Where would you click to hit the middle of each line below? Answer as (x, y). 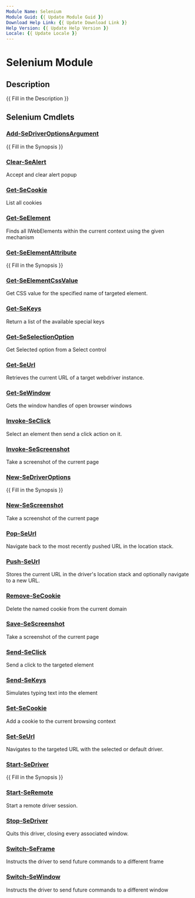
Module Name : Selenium (34, 11)
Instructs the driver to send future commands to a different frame (85, 861)
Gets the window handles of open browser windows (69, 406)
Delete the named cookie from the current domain (67, 609)
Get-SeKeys (24, 309)
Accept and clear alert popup (42, 175)
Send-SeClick (26, 652)
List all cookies (24, 203)
